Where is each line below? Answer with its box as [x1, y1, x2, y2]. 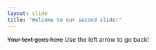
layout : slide [7, 10, 48, 17]
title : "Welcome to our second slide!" [7, 16, 122, 23]
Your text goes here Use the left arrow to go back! [7, 35, 150, 43]
